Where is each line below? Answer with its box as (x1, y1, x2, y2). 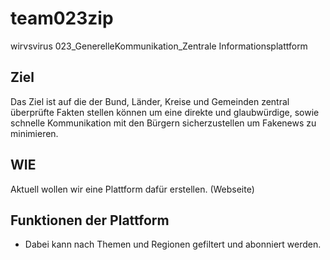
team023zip (10, 7, 114, 30)
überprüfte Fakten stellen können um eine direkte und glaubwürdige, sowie (10, 106, 320, 118)
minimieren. (10, 127, 59, 139)
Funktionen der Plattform (10, 212, 170, 229)
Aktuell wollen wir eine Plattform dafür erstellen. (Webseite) (10, 183, 255, 195)
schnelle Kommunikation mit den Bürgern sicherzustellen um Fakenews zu (10, 117, 317, 129)
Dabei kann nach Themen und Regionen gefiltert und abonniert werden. (24, 238, 322, 251)
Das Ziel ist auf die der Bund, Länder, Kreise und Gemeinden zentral (10, 95, 290, 107)
